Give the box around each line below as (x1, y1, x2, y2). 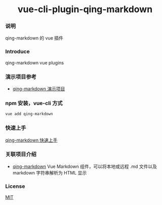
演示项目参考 (5, 73, 37, 80)
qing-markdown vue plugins (5, 59, 64, 65)
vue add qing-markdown (5, 112, 53, 117)
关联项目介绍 (5, 151, 37, 158)
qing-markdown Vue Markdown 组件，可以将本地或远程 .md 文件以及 (12, 163, 157, 169)
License (5, 183, 25, 190)
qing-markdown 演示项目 (12, 86, 65, 92)
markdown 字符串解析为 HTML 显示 (12, 169, 87, 176)
